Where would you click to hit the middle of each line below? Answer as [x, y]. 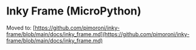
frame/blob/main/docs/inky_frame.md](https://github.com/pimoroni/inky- [98, 34]
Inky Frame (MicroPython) [74, 11]
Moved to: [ [21, 28]
